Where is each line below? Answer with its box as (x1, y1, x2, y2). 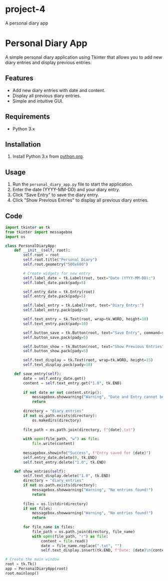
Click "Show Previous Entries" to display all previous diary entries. (12, 197, 149, 203)
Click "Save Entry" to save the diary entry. (12, 192, 99, 198)
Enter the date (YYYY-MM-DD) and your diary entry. (12, 187, 120, 193)
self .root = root (23, 253, 59, 258)
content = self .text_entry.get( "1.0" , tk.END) (23, 380, 122, 386)
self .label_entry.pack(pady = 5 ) (23, 308, 88, 313)
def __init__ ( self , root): (14, 248, 70, 253)
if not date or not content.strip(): (23, 390, 101, 395)
